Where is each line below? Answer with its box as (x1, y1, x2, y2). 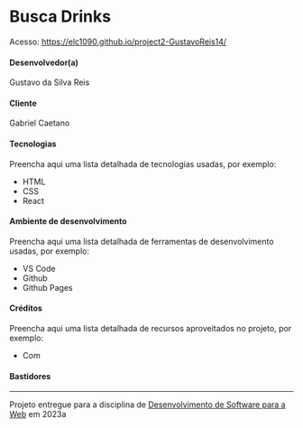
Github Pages (22, 282, 74, 293)
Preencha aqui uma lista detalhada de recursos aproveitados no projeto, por (9, 322, 292, 333)
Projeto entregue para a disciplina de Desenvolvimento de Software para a (9, 399, 286, 410)
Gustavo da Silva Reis (9, 77, 90, 88)
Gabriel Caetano (9, 117, 70, 128)
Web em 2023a (9, 409, 67, 420)
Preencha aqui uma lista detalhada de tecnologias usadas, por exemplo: (9, 158, 277, 169)
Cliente (9, 98, 38, 108)
